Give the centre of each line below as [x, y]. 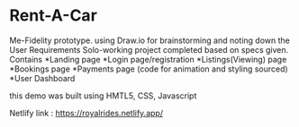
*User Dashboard [42, 78]
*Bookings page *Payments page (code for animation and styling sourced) [149, 69]
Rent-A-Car [53, 16]
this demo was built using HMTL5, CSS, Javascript [103, 96]
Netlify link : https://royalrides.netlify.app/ [86, 113]
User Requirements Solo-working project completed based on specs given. [149, 49]
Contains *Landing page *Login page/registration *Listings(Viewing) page [148, 59]
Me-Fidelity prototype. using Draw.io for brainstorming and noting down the [149, 40]
